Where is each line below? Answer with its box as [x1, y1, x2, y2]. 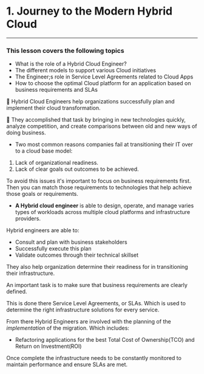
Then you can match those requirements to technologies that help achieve [6, 184, 192, 191]
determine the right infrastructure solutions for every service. [6, 306, 160, 314]
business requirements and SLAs [15, 86, 98, 94]
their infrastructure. [6, 269, 55, 277]
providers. [15, 215, 41, 223]
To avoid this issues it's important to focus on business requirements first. [6, 178, 191, 185]
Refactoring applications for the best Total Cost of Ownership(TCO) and [15, 336, 195, 344]
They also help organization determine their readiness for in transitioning [6, 263, 188, 271]
